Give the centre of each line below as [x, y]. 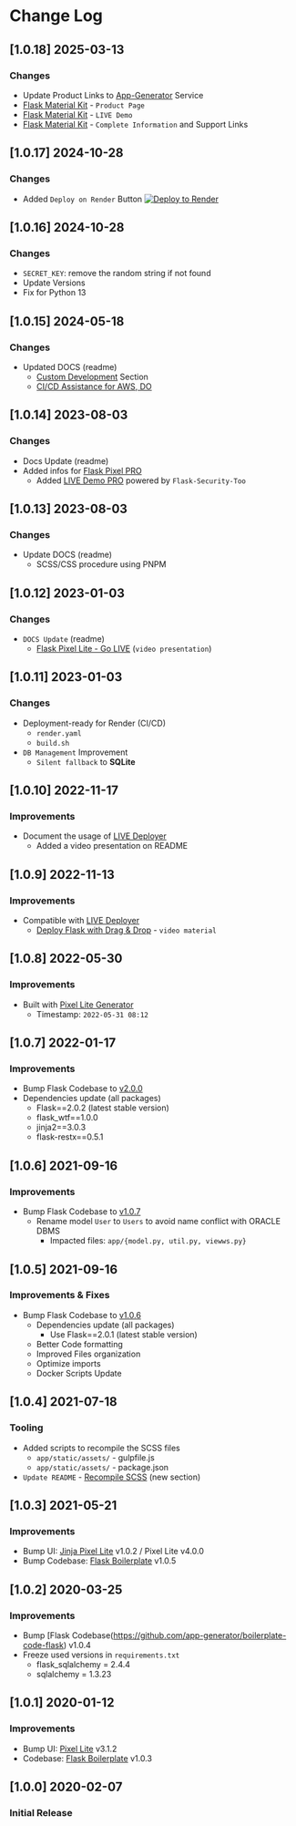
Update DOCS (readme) [67, 555]
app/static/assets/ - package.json [102, 1467]
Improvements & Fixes [60, 1295]
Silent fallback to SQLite [86, 761]
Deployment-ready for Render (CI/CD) [94, 723]
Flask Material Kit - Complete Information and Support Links [135, 124]
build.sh [53, 743]
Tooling [26, 1428]
